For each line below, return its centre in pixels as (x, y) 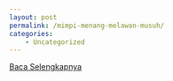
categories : (31, 33)
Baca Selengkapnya (46, 67)
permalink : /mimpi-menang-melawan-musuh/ (87, 26)
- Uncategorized (55, 42)
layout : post (33, 17)
